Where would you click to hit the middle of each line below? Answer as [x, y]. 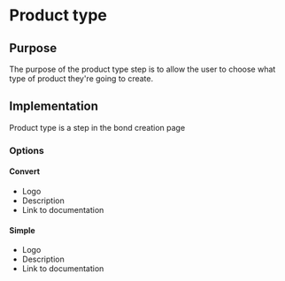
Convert [25, 171]
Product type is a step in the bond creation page [97, 127]
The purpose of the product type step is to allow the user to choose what [142, 69]
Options [27, 150]
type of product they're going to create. [81, 79]
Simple [22, 230]
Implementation [54, 106]
